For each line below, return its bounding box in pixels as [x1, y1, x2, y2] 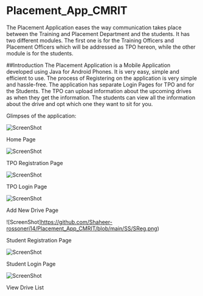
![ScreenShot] [6, 218, 41, 225]
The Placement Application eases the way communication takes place [6, 24, 182, 31]
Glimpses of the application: [6, 112, 77, 119]
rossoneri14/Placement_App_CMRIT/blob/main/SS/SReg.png [6, 225, 158, 232]
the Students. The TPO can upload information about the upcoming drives [6, 87, 191, 94]
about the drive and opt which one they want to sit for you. [6, 100, 153, 107]
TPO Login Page [6, 183, 47, 190]
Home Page [6, 135, 36, 143]
